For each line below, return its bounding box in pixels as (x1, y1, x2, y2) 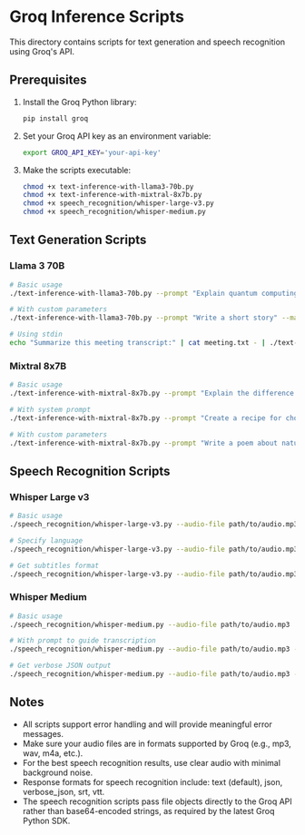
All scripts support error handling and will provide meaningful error (22, 719, 272, 730)
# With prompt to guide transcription (9, 636, 156, 645)
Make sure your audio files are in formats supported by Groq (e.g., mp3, (22, 738, 292, 749)
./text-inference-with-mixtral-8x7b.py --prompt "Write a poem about (9, 438, 279, 447)
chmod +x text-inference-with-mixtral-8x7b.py (22, 191, 202, 200)
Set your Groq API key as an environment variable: (22, 130, 212, 142)
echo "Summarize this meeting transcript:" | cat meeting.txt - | (9, 339, 266, 348)
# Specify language (9, 535, 84, 545)
